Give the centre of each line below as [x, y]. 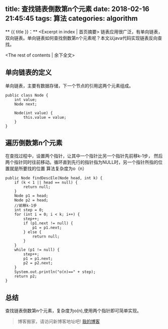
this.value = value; [45, 117]
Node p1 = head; [32, 196]
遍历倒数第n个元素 [34, 143]
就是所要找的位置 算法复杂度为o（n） [48, 169]
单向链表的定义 [29, 73]
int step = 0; [29, 210]
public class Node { [27, 95]
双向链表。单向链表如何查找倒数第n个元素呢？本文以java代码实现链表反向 [81, 38]
